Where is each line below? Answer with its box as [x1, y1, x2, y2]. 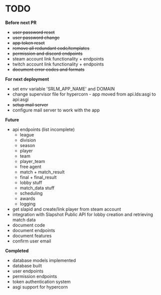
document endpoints [12, 227, 55, 233]
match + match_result [19, 168, 65, 175]
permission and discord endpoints [12, 50, 83, 56]
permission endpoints [12, 273, 57, 279]
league [19, 131, 34, 137]
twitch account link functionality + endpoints [12, 61, 104, 67]
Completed [5, 247, 29, 253]
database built [12, 262, 42, 268]
